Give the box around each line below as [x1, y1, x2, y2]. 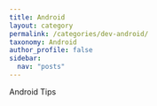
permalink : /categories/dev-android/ [9, 29, 149, 38]
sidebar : [9, 54, 42, 63]
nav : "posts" [17, 63, 66, 72]
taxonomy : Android [9, 37, 77, 47]
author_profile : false [9, 46, 93, 55]
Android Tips [9, 86, 57, 97]
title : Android [9, 12, 66, 22]
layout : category [9, 21, 74, 30]
